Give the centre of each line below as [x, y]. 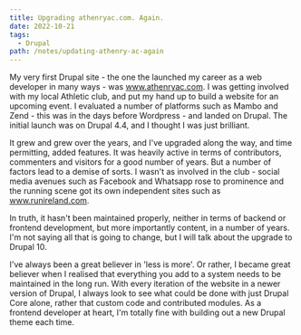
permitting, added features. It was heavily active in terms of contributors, [146, 153]
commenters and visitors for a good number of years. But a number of [141, 162]
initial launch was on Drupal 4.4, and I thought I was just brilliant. [130, 125]
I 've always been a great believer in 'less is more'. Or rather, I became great [150, 264]
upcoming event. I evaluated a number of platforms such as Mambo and [144, 106]
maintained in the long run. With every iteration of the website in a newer [145, 284]
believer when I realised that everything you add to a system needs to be [145, 274]
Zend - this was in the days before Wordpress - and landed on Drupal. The [149, 116]
